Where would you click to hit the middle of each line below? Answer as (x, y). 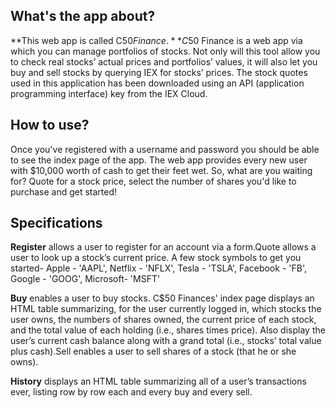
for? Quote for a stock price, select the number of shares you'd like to (153, 181)
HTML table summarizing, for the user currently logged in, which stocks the (166, 309)
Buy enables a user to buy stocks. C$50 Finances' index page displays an (162, 298)
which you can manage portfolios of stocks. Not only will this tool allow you (165, 51)
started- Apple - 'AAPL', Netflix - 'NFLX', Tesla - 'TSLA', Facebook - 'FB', (158, 268)
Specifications (56, 223)
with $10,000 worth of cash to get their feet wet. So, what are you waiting (161, 170)
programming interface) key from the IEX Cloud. (109, 93)
